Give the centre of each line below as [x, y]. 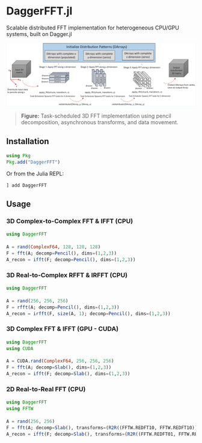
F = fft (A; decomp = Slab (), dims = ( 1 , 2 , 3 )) [59, 367]
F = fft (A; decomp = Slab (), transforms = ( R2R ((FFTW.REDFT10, [82, 427]
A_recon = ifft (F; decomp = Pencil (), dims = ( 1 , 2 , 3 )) [71, 259]
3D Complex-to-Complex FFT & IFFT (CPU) [70, 221]
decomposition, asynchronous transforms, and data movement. [99, 122]
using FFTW [20, 409]
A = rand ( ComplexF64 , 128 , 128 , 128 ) [54, 247]
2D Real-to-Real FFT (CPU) [46, 389]
